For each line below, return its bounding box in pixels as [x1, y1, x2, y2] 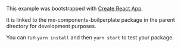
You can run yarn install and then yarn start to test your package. [6, 34, 174, 41]
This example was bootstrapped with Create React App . [6, 5, 143, 12]
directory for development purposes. [6, 23, 96, 29]
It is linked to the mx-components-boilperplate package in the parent [6, 16, 175, 23]
